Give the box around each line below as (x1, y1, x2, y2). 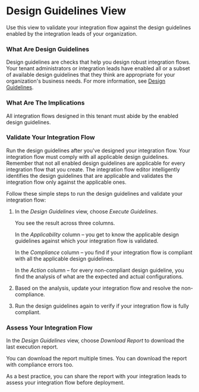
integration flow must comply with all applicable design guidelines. (6, 153, 169, 160)
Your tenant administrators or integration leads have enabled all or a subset (6, 65, 190, 72)
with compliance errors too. (6, 361, 74, 368)
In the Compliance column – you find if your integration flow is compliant (14, 249, 192, 256)
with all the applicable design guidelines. (14, 255, 115, 262)
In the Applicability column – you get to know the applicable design (14, 231, 179, 238)
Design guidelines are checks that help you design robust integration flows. (6, 58, 191, 66)
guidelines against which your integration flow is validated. (14, 237, 159, 244)
